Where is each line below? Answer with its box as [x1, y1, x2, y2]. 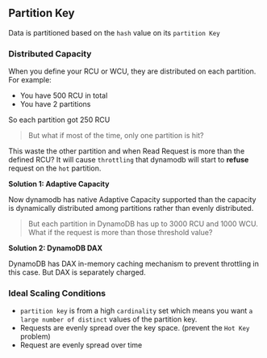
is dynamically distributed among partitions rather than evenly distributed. [8, 204, 254, 213]
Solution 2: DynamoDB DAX [8, 243, 103, 253]
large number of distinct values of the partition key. [19, 314, 198, 324]
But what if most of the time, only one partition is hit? [27, 131, 204, 141]
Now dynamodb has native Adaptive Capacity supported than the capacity [8, 195, 257, 204]
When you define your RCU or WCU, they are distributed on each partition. [8, 66, 257, 76]
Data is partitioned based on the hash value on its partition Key [8, 27, 220, 37]
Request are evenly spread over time [19, 340, 143, 350]
